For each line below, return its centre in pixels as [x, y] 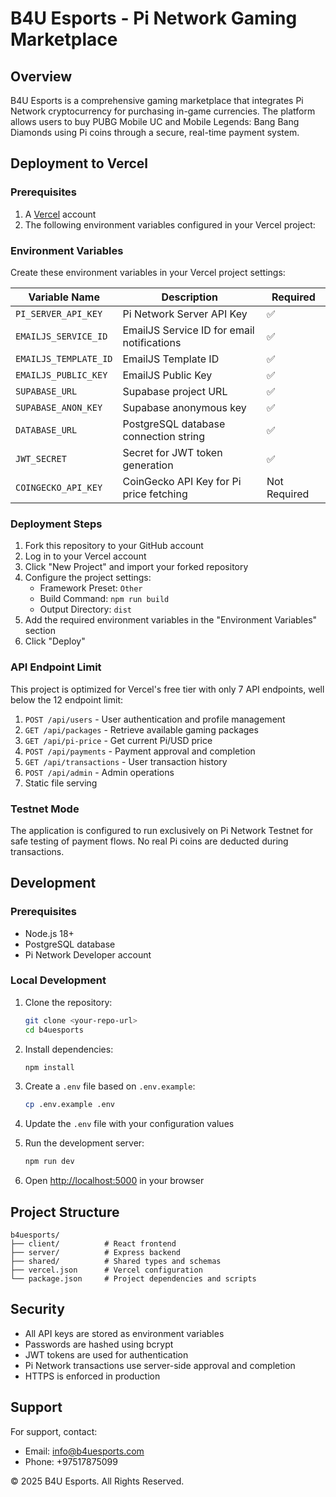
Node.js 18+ [49, 933]
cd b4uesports [54, 1030]
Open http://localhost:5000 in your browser [114, 1181]
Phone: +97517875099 [71, 1461]
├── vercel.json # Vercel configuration [106, 1270]
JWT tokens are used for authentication [106, 1354]
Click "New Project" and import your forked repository [136, 567]
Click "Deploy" [55, 641]
